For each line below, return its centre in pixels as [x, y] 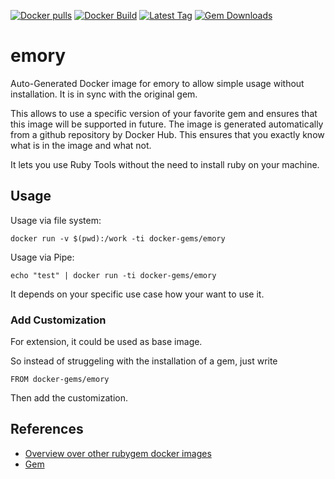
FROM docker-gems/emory [60, 380]
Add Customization [58, 320]
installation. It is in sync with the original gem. [104, 94]
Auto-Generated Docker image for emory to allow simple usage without [157, 83]
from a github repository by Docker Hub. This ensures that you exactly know [167, 134]
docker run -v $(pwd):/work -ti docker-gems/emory [118, 238]
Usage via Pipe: [42, 257]
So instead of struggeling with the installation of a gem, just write [144, 361]
